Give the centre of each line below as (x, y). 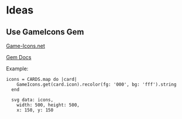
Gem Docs (19, 57)
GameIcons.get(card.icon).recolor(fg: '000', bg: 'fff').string (97, 84)
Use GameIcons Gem (45, 32)
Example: (17, 69)
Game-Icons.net (26, 46)
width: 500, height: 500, (48, 105)
